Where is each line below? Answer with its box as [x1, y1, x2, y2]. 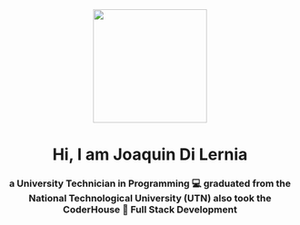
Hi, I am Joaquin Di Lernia [52, 144, 248, 165]
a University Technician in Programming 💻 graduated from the [9, 177, 291, 190]
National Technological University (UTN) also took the [28, 192, 272, 205]
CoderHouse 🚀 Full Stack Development [62, 203, 238, 216]
